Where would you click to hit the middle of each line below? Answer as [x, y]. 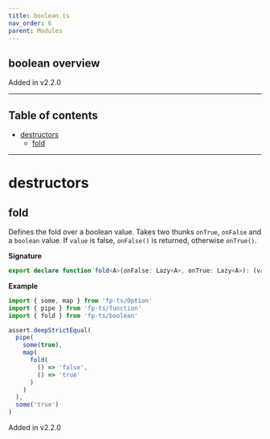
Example [23, 286]
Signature [25, 256]
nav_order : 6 [30, 23]
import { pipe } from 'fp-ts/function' [75, 308]
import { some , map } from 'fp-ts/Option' [80, 301]
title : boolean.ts [39, 16]
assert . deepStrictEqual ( [50, 330]
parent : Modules [35, 30]
